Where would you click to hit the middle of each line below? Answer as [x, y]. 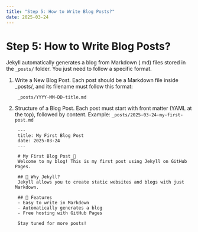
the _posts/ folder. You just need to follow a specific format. [79, 69]
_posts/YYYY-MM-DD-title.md [52, 97]
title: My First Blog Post [51, 136]
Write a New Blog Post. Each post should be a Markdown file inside [96, 80]
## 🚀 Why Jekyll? [39, 177]
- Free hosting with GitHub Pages [60, 213]
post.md [24, 120]
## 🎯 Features [35, 198]
